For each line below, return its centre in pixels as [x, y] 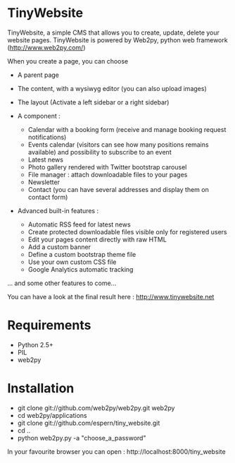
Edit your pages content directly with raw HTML [97, 239]
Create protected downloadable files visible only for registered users [127, 231]
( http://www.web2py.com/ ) [46, 47]
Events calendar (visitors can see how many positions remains [118, 144]
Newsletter [44, 182]
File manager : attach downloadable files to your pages [108, 174]
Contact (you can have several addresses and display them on [118, 189]
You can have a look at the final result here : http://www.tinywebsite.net [111, 296]
